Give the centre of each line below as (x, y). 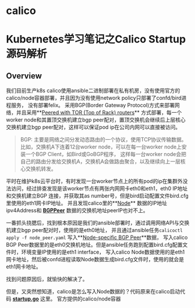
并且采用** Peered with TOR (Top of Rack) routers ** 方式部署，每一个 (99, 113)
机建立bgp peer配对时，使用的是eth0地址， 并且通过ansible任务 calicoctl (95, 230)
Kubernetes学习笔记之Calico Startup (96, 39)
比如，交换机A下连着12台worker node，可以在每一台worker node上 (101, 147)
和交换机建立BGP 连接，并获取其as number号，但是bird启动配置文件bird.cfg (97, 196)
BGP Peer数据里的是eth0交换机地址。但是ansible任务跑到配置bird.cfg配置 (94, 245)
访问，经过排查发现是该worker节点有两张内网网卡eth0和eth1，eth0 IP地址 (99, 189)
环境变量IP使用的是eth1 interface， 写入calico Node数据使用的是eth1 (103, 252)
